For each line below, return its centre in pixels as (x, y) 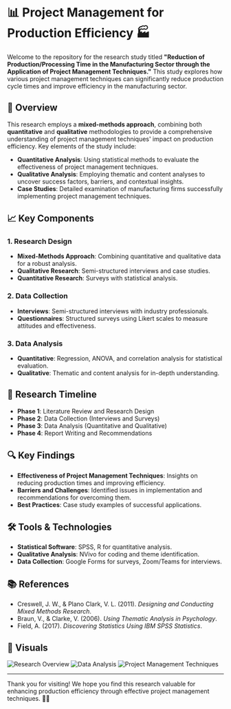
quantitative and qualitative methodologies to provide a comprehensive (110, 131)
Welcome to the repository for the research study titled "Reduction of (106, 57)
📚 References (38, 584)
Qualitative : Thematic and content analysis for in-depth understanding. (118, 373)
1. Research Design (40, 242)
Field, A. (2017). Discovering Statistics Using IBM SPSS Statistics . (110, 626)
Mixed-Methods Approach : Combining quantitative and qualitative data (119, 256)
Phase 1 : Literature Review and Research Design (86, 411)
